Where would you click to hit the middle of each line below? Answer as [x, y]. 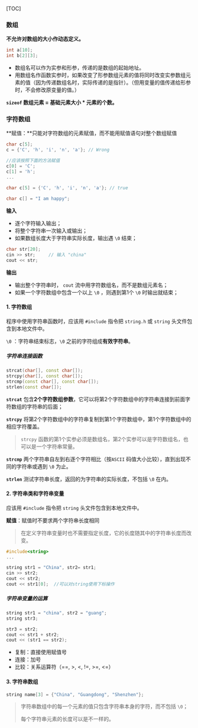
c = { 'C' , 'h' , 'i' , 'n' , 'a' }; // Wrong [58, 150]
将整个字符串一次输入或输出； [51, 231]
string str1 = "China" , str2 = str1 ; [51, 568]
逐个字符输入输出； [38, 224]
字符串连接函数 [24, 356]
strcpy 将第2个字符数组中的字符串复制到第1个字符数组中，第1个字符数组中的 [99, 419]
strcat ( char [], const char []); [45, 371]
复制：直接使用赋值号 [40, 652]
